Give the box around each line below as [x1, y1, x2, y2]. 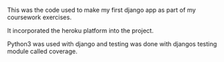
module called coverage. [7, 48, 78, 55]
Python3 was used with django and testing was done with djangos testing [7, 40, 218, 48]
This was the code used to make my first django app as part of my [7, 6, 196, 14]
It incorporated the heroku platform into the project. [7, 27, 154, 34]
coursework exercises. [7, 13, 72, 21]
